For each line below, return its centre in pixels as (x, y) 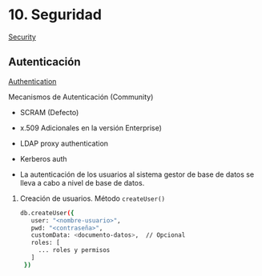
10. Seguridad (55, 15)
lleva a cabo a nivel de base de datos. (82, 182)
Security (22, 37)
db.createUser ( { (47, 213)
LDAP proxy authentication (64, 143)
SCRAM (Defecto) (49, 112)
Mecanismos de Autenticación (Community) (81, 97)
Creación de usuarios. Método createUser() (93, 198)
